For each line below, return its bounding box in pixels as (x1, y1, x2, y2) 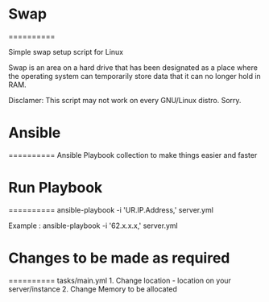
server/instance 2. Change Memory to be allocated (8, 283, 177, 294)
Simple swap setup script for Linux (8, 47, 123, 56)
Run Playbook (8, 179, 103, 197)
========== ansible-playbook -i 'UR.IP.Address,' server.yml (8, 205, 213, 214)
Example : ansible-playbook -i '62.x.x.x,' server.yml (8, 221, 179, 230)
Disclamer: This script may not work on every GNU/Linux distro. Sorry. (8, 95, 242, 105)
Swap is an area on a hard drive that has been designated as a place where (8, 62, 258, 72)
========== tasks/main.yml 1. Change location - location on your (8, 275, 232, 285)
